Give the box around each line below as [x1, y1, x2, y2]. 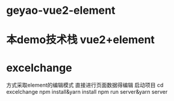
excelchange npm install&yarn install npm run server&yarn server [6, 88, 168, 96]
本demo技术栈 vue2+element [6, 33, 155, 47]
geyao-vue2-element [6, 4, 116, 17]
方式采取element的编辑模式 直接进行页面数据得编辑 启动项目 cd [6, 82, 164, 89]
